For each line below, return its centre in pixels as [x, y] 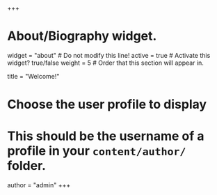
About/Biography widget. [82, 36]
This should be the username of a [106, 136]
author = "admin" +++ [39, 185]
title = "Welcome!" [33, 76]
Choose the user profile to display [107, 104]
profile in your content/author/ [97, 151]
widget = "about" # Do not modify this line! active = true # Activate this [109, 55]
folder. [27, 166]
